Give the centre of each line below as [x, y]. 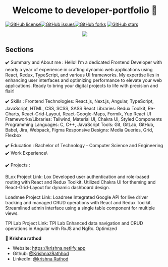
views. [12, 213]
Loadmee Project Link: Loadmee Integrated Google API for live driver [77, 197]
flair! [10, 91]
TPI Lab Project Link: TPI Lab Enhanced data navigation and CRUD [74, 223]
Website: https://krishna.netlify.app [49, 248]
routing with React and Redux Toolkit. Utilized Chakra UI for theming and [80, 182]
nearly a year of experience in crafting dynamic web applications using [79, 69]
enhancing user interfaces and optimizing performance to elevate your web [84, 80]
